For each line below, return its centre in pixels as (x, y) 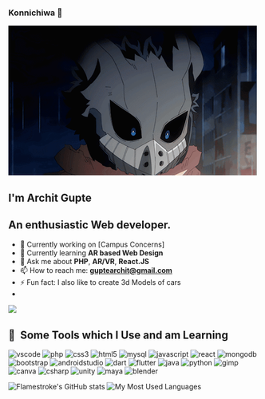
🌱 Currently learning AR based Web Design (91, 253)
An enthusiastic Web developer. (90, 225)
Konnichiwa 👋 (36, 13)
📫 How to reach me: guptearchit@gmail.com (96, 270)
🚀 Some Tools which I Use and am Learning (119, 335)
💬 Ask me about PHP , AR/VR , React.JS (85, 261)
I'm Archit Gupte (50, 198)
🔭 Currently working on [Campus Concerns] (92, 244)
